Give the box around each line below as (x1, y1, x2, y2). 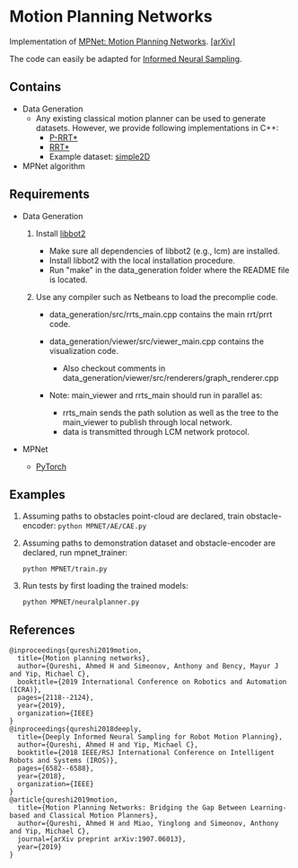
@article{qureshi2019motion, (9, 795, 118, 805)
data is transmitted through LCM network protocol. (62, 426, 250, 437)
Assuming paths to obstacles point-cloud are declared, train (22, 510, 245, 522)
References (9, 622, 75, 637)
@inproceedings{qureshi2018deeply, (9, 725, 143, 734)
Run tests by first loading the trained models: (22, 580, 188, 591)
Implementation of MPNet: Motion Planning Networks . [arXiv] (9, 36, 236, 47)
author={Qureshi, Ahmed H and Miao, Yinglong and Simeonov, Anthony (17, 819, 279, 828)
